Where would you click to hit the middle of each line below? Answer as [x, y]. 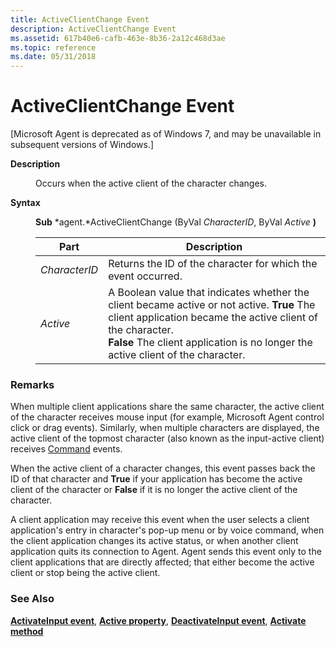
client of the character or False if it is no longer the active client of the [154, 490]
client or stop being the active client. [85, 573]
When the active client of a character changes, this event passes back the [163, 468]
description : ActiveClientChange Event [93, 29]
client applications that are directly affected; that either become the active [162, 562]
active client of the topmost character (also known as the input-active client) [167, 438]
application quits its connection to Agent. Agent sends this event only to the [166, 552]
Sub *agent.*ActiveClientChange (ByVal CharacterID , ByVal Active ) [176, 222]
